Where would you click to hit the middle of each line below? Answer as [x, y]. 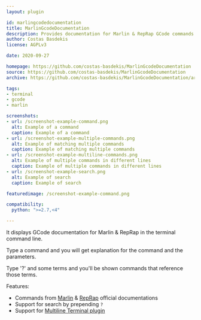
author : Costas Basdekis [37, 40]
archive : [17, 78]
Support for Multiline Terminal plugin [60, 310]
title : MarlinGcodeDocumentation [48, 28]
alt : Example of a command [45, 127]
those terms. [22, 274]
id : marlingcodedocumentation [44, 22]
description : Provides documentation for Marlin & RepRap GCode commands [100, 34]
